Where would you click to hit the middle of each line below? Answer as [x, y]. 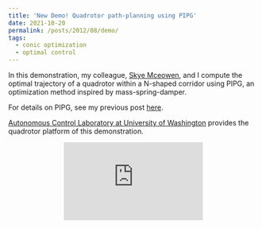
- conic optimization [51, 45]
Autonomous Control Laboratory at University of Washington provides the [129, 123]
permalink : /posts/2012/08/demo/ [64, 30]
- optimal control [46, 52]
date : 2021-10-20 [37, 23]
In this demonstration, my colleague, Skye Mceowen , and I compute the [125, 75]
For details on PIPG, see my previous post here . [86, 107]
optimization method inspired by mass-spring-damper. [98, 92]
